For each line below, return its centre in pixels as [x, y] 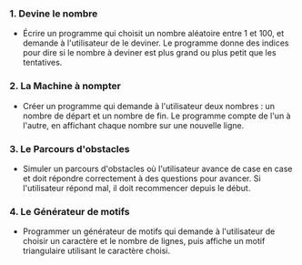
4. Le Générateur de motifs [70, 211]
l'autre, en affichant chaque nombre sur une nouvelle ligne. [133, 125]
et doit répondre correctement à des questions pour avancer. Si [141, 178]
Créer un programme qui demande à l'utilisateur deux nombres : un [149, 106]
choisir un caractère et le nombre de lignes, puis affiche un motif [144, 241]
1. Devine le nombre [54, 14]
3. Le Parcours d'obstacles [70, 148]
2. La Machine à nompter [65, 87]
